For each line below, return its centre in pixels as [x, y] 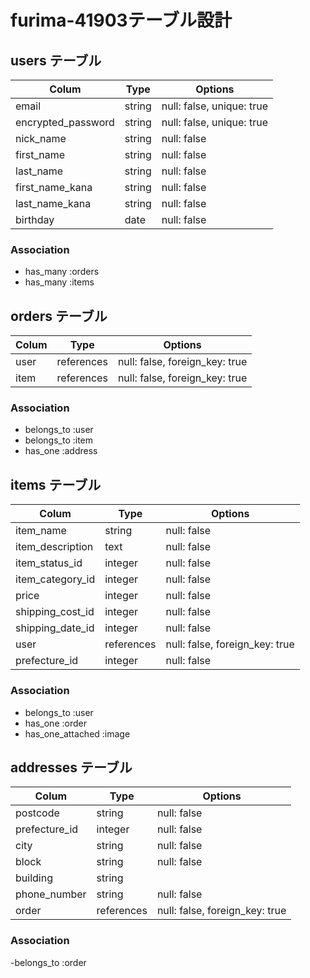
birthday [35, 219]
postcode [37, 813]
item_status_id [49, 563]
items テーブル [56, 484]
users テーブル [56, 60]
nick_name [41, 138]
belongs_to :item [59, 440]
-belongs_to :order [48, 962]
